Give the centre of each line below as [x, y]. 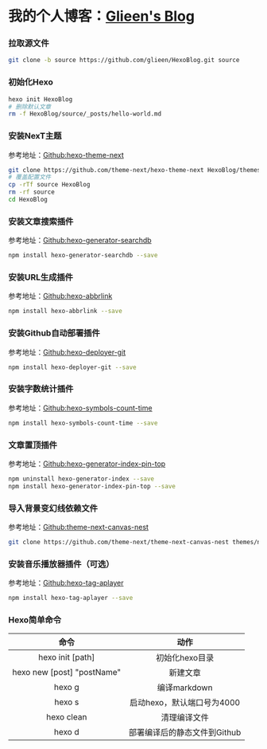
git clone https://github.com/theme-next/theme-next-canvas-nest [118, 542]
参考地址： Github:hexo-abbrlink [60, 296]
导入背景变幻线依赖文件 [53, 508]
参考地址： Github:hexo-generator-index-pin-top [87, 464]
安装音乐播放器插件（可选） [61, 564]
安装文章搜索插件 [41, 222]
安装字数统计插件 [41, 389]
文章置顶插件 [33, 445]
